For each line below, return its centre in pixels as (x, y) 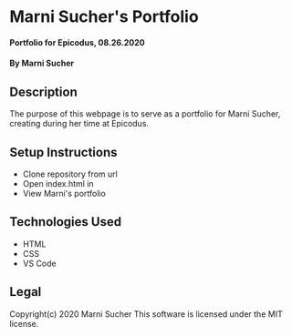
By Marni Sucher (42, 63)
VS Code (39, 263)
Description (43, 92)
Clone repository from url (70, 174)
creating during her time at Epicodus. (79, 124)
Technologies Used (65, 222)
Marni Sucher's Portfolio (104, 17)
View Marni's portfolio (64, 193)
